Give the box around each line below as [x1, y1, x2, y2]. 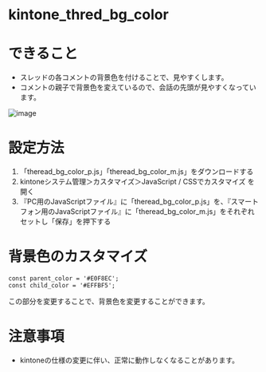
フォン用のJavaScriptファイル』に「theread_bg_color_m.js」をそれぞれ [19, 207, 255, 216]
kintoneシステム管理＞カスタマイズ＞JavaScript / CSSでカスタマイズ [19, 177, 246, 187]
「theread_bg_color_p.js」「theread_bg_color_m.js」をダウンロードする [19, 167, 254, 176]
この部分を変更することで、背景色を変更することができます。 [8, 297, 209, 306]
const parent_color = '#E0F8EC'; [8, 275, 119, 283]
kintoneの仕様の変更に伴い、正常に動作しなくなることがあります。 [19, 355, 240, 365]
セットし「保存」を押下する [19, 217, 111, 227]
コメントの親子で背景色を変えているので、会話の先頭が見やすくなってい [19, 82, 256, 93]
